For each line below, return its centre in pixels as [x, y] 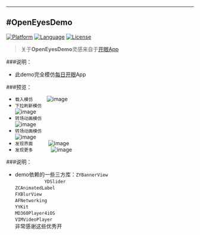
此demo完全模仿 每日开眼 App [50, 74]
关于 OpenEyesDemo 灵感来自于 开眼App [70, 49]
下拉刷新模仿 [28, 106]
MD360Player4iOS [35, 213]
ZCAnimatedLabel [35, 188]
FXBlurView [28, 194]
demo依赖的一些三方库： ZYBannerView [61, 174]
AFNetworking [31, 200]
